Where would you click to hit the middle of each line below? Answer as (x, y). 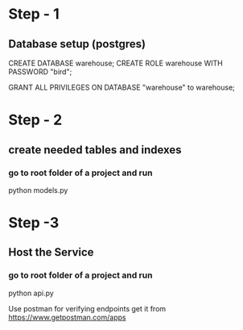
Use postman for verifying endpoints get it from (87, 308)
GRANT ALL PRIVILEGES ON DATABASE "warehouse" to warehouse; (122, 87)
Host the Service (51, 252)
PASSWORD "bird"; (40, 72)
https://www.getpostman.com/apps (67, 317)
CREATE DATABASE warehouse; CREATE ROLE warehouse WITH (115, 63)
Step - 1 (34, 14)
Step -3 (34, 223)
